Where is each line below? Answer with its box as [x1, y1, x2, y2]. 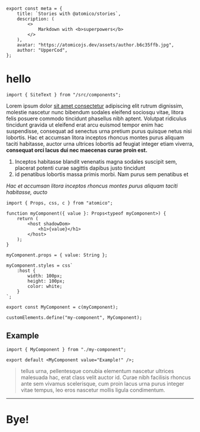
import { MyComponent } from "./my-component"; [6, 346, 127, 352]
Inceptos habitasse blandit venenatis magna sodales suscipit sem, [14, 158, 177, 165]
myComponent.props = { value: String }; [6, 252, 108, 258]
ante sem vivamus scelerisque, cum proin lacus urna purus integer [20, 380, 185, 387]
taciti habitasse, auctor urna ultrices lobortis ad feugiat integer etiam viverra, [6, 140, 194, 147]
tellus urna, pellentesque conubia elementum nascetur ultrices [20, 367, 174, 374]
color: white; [27, 283, 62, 289]
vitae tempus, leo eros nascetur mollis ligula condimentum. [20, 386, 165, 393]
